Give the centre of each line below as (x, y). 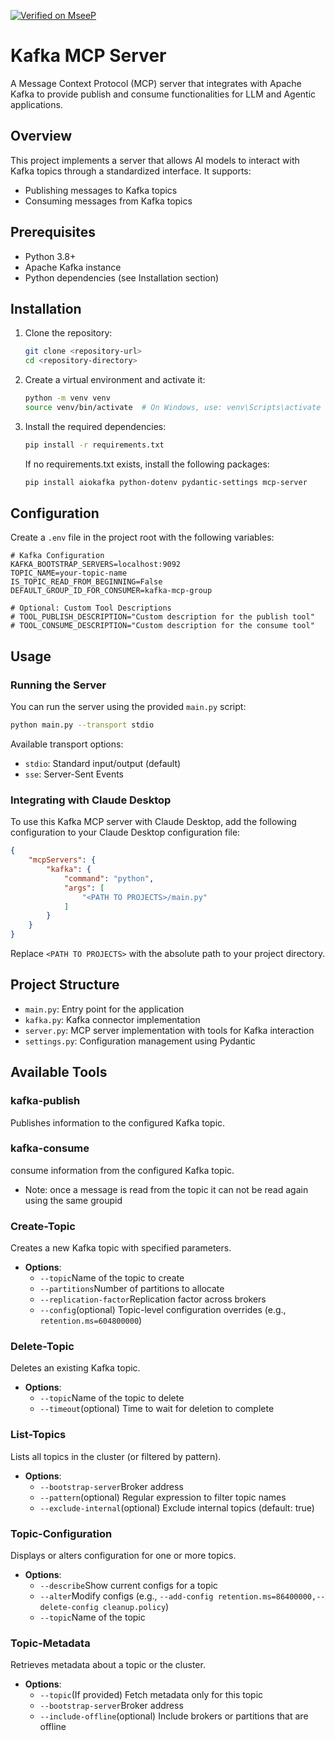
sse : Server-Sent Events (74, 774)
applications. (36, 104)
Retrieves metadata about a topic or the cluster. (108, 1665)
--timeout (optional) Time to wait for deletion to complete (157, 1409)
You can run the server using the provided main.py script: (128, 707)
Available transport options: (67, 744)
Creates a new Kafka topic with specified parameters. (121, 1248)
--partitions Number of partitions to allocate (132, 1289)
